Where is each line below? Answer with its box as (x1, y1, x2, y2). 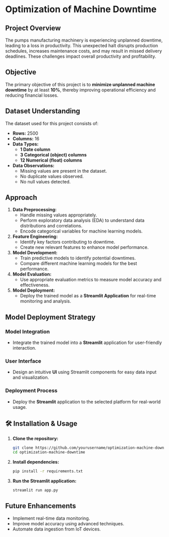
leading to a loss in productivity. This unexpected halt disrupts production (5, 43, 158, 49)
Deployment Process (5, 387, 58, 394)
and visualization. (12, 374, 49, 380)
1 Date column (20, 146, 50, 152)
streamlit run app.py (12, 488, 58, 493)
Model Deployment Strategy (5, 313, 96, 321)
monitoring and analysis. (20, 298, 72, 304)
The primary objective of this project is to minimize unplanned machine (5, 81, 155, 87)
